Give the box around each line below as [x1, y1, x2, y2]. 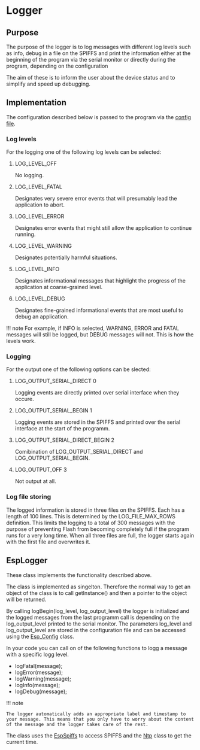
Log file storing [6, 493, 51, 501]
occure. [14, 396, 34, 403]
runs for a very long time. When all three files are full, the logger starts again [6, 532, 195, 539]
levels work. [6, 338, 36, 345]
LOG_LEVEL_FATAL [14, 183, 63, 190]
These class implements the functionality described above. [6, 571, 152, 578]
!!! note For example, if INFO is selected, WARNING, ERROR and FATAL [6, 324, 180, 332]
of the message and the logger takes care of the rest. [6, 721, 149, 727]
